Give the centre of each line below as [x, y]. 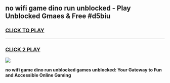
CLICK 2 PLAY [23, 49]
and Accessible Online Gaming [38, 75]
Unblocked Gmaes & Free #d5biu [58, 16]
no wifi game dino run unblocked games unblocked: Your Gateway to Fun [83, 69]
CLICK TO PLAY [25, 31]
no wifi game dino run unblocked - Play [68, 8]
